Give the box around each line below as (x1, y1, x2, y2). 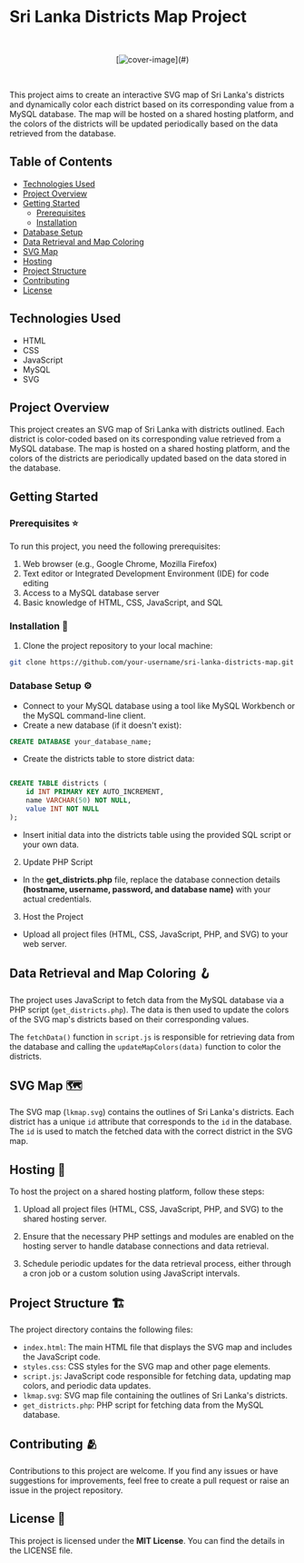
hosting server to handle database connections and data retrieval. (22, 1240, 270, 1251)
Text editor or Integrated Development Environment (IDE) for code (22, 568, 270, 579)
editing (22, 578, 49, 589)
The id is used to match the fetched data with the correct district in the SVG (9, 1126, 293, 1137)
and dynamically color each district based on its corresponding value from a (9, 98, 295, 110)
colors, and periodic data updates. (22, 1380, 152, 1391)
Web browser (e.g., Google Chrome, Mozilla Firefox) (22, 559, 218, 570)
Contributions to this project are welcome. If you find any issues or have (9, 1465, 279, 1476)
